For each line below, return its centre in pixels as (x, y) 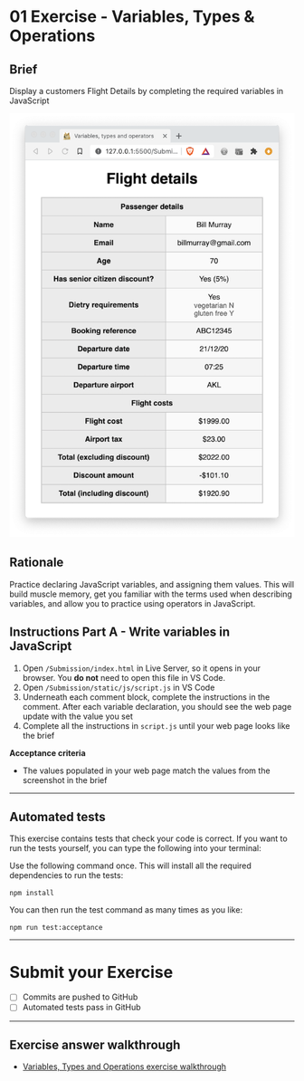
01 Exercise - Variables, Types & (132, 17)
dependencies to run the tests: (66, 875)
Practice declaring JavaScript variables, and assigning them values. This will (152, 584)
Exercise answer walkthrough (95, 1044)
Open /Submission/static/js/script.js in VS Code (119, 687)
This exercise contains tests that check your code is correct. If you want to (148, 838)
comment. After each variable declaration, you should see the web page (157, 706)
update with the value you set (77, 716)
